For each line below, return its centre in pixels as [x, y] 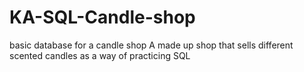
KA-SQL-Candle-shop [102, 17]
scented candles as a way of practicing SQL [100, 55]
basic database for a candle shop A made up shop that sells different [151, 45]
